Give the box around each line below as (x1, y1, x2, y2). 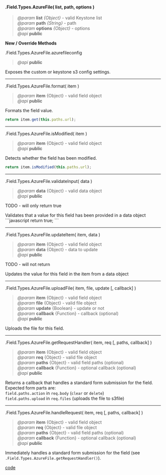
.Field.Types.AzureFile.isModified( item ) (5, 131, 87, 137)
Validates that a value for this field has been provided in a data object (5, 212, 146, 218)
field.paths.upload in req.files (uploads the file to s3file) (5, 395, 124, 401)
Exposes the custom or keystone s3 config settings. (5, 69, 111, 75)
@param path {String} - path (17, 20, 77, 26)
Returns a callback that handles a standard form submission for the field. (5, 380, 153, 386)
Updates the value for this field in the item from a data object (5, 271, 129, 277)
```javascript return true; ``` (5, 217, 59, 223)
